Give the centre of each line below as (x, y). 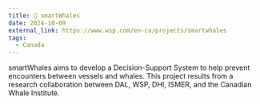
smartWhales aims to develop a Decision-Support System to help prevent (129, 67)
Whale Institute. (34, 93)
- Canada (30, 45)
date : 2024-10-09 (37, 23)
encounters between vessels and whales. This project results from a (121, 76)
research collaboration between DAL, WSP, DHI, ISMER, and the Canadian (130, 85)
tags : (17, 38)
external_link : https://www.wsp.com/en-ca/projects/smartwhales (118, 30)
